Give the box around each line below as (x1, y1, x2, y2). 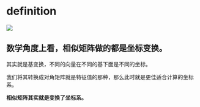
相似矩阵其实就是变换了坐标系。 (6, 94, 87, 101)
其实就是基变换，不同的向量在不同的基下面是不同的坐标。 (6, 60, 151, 67)
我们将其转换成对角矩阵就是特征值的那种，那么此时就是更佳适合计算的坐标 (6, 73, 194, 80)
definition (6, 4, 57, 18)
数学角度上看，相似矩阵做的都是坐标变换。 (6, 43, 167, 53)
